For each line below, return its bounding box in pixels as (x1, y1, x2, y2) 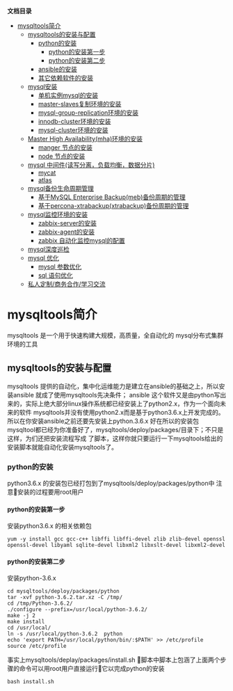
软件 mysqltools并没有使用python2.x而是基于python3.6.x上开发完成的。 (19, 408, 225, 416)
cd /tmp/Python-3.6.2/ (7, 600, 73, 607)
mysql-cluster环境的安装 (38, 126, 109, 134)
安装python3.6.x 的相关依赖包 (7, 522, 92, 530)
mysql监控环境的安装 (27, 210, 88, 219)
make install (7, 619, 45, 626)
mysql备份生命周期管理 (27, 184, 94, 192)
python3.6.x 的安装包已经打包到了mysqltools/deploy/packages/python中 (7, 479, 215, 488)
